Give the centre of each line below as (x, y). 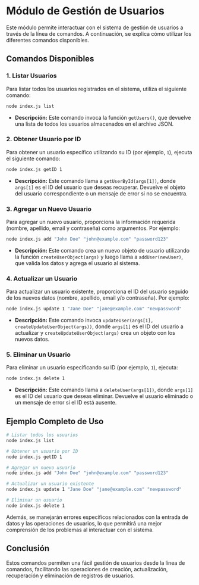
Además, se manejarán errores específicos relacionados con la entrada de (97, 517)
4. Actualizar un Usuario (42, 278)
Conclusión (28, 548)
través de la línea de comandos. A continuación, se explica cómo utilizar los (99, 33)
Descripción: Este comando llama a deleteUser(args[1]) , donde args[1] (104, 390)
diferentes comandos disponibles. (48, 40)
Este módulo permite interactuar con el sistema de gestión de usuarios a (95, 27)
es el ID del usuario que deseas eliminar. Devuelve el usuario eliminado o (104, 396)
